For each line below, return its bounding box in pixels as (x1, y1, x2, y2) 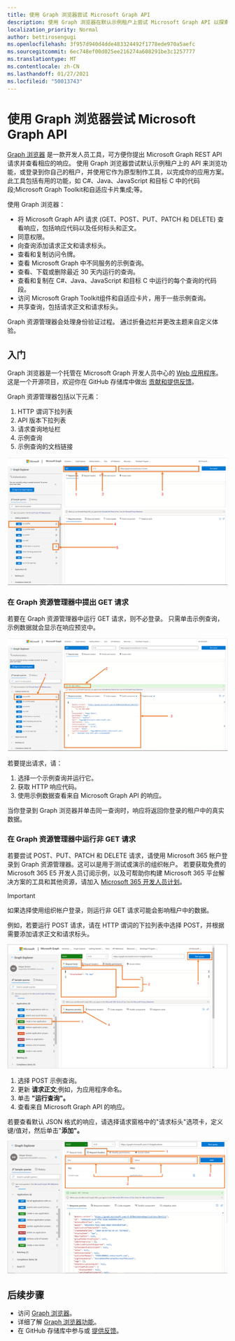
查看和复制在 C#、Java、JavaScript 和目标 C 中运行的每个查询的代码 (17, 277, 217, 285)
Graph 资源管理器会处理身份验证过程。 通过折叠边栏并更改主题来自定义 (7, 317, 213, 326)
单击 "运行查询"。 (17, 1094, 70, 1102)
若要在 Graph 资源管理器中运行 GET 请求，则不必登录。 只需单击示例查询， (7, 614, 224, 623)
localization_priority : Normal (7, 26, 99, 33)
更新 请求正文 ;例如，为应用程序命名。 (17, 1085, 126, 1093)
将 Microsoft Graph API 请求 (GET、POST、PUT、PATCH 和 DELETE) (17, 215, 216, 224)
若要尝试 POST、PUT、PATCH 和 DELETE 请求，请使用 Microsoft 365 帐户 (7, 851, 222, 860)
